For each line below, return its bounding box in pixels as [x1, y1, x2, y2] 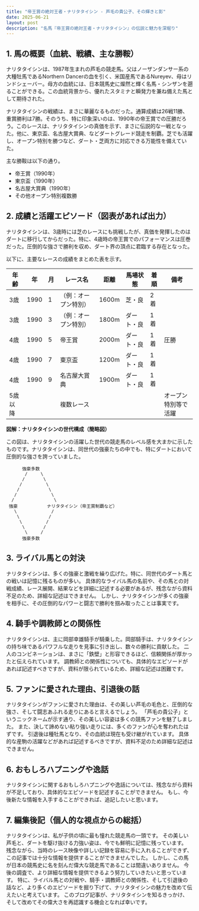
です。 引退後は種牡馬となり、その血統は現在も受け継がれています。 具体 [11, 730, 190, 738]
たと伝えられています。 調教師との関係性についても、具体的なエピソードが [6, 657, 188, 664]
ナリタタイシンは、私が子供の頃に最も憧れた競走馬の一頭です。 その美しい [6, 832, 189, 839]
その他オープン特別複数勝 [14, 192, 77, 199]
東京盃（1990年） [14, 177, 58, 184]
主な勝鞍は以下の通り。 [6, 158, 63, 165]
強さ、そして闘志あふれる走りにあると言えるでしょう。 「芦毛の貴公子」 [6, 708, 184, 715]
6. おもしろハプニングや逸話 [6, 764, 109, 774]
